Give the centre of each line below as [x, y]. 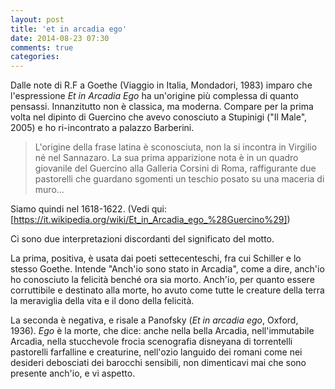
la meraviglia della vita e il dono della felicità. [102, 301]
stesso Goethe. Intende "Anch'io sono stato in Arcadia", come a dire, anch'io [167, 269]
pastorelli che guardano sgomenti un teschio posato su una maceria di [179, 179]
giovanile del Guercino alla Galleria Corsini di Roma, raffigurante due [175, 168]
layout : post [37, 19]
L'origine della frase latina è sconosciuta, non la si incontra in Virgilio [176, 147]
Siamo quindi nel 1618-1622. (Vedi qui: [88, 209]
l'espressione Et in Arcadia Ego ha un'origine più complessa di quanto [154, 96]
